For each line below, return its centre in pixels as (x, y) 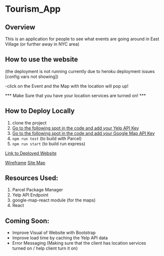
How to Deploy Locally (40, 111)
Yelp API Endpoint (30, 195)
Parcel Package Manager (37, 190)
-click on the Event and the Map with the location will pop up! (67, 86)
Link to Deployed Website (31, 153)
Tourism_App (33, 9)
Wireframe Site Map (25, 162)
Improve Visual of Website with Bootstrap (54, 233)
